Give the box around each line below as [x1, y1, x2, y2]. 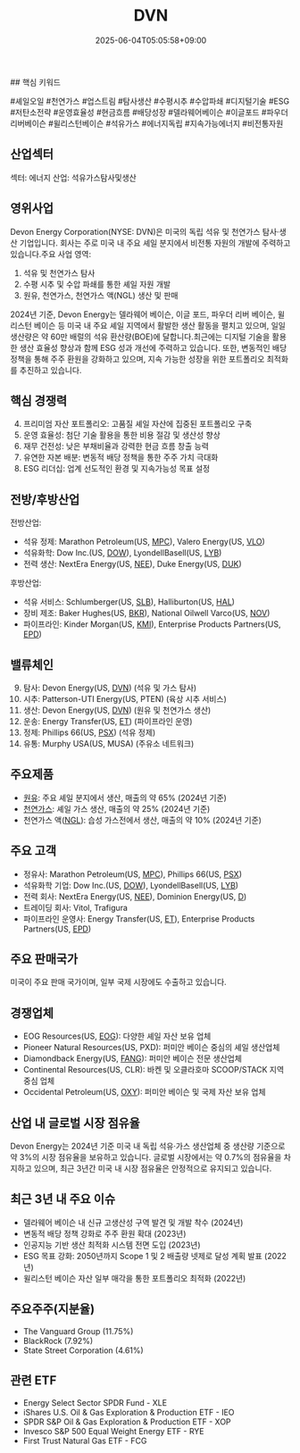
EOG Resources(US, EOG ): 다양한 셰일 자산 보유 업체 [22, 1031, 212, 1041]
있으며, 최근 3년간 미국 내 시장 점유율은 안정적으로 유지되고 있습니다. [33, 1163, 272, 1174]
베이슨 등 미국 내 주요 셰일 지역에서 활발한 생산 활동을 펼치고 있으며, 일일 [33, 320, 287, 330]
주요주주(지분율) [10, 1301, 96, 1317]
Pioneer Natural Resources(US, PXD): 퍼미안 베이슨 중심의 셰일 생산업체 [22, 1042, 280, 1053]
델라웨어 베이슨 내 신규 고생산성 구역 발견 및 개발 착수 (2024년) [22, 1216, 244, 1228]
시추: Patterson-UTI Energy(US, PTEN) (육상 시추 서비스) [22, 694, 227, 704]
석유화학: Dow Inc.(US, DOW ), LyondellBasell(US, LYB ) [22, 547, 222, 558]
